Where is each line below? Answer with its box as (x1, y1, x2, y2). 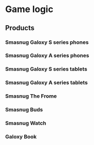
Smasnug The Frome (5, 93, 57, 100)
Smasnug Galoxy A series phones (5, 52, 89, 59)
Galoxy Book (5, 133, 37, 140)
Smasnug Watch (5, 120, 47, 127)
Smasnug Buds (5, 106, 43, 113)
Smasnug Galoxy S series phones (5, 39, 89, 46)
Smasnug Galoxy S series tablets (5, 65, 87, 72)
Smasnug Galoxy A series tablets (5, 79, 88, 86)
